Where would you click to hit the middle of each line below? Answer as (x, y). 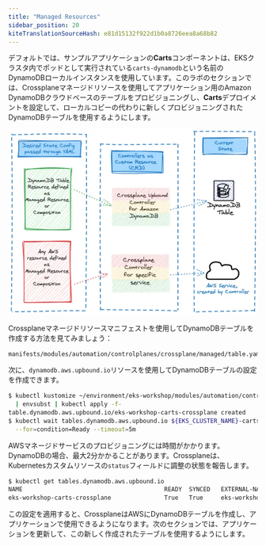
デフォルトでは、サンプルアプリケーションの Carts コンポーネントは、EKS (128, 58)
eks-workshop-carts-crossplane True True (106, 498)
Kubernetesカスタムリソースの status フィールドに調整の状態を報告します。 (131, 465)
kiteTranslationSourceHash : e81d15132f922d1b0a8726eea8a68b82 (113, 33)
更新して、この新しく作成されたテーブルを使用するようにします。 (142, 534)
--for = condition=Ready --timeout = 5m (76, 429)
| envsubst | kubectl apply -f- (69, 404)
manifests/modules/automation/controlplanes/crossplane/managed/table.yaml (136, 354)
